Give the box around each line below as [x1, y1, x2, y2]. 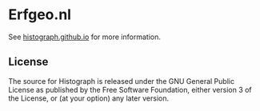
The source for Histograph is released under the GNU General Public [8, 76, 234, 85]
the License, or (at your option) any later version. [8, 93, 170, 103]
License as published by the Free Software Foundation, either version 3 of [8, 85, 252, 94]
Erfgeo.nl [8, 6, 72, 24]
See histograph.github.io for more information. [8, 32, 162, 42]
